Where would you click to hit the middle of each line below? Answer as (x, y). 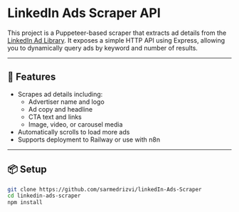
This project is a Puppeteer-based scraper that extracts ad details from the (117, 33)
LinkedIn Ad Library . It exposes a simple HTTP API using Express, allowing (116, 40)
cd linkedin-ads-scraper (44, 196)
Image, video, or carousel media (75, 124)
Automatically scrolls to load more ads (74, 132)
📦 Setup (27, 170)
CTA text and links (55, 117)
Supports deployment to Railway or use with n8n (89, 139)
